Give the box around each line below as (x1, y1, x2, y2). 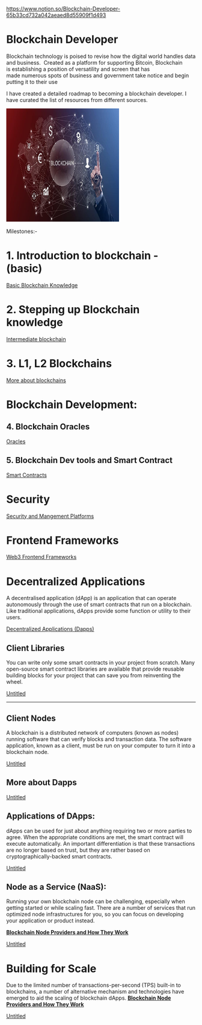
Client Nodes (6, 713, 56, 723)
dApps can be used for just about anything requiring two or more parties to (6, 827, 192, 834)
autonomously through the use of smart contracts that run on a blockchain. (6, 601, 192, 608)
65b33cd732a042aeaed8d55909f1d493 (6, 11, 106, 19)
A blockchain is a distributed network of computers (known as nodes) (6, 729, 179, 736)
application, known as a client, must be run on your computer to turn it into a (6, 742, 195, 749)
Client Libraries (6, 643, 65, 653)
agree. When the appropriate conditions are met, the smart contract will (6, 833, 183, 841)
